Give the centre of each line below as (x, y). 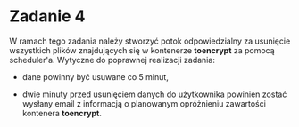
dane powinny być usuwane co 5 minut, (96, 76)
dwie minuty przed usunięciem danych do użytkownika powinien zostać (154, 94)
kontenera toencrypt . (62, 113)
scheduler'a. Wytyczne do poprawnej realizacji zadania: (112, 60)
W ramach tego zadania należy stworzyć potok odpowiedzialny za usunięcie (150, 41)
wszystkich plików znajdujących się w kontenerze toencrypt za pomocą (142, 50)
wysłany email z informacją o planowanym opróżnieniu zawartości (144, 103)
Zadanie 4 (48, 16)
